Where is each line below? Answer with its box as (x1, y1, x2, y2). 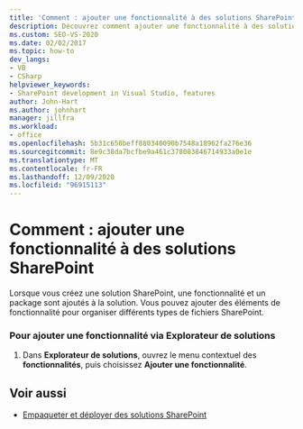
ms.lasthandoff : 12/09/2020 (9, 172, 115, 181)
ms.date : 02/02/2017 (9, 38, 87, 48)
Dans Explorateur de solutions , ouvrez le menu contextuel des (22, 350, 257, 361)
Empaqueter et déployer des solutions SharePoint (22, 409, 207, 420)
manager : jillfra (9, 114, 75, 123)
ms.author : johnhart (9, 105, 87, 114)
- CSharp (9, 72, 42, 81)
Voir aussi (9, 385, 67, 401)
